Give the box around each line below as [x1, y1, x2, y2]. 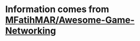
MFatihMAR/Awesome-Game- [5, 14, 135, 26]
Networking [5, 25, 57, 36]
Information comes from [5, 4, 110, 15]
